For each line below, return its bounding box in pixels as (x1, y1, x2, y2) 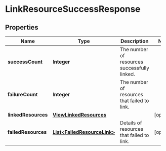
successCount (7, 58, 43, 65)
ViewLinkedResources (52, 112, 107, 118)
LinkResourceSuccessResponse (5, 3, 141, 15)
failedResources (7, 129, 47, 135)
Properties (5, 23, 39, 32)
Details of (120, 119, 142, 126)
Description (120, 38, 149, 44)
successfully (120, 65, 150, 71)
